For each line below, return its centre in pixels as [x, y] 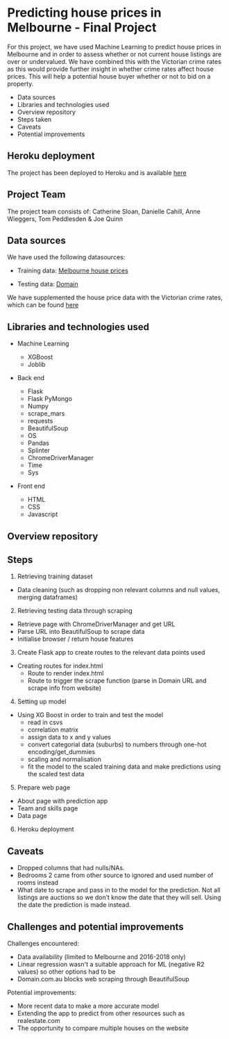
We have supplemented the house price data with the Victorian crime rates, [115, 297]
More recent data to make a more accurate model [88, 1006]
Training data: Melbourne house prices [73, 271]
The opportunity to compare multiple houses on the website [103, 1028]
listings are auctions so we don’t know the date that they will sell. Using [119, 897]
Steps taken [34, 119]
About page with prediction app [62, 801]
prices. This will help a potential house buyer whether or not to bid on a [109, 76]
